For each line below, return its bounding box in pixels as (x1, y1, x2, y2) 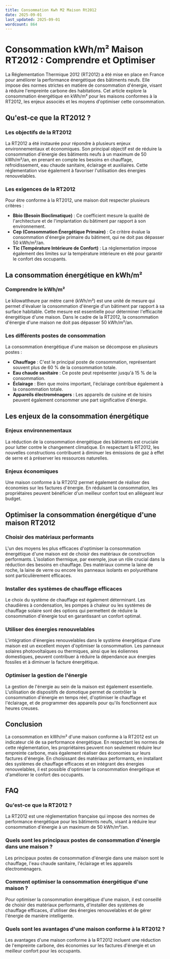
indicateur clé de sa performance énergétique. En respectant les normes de (5, 739, 164, 745)
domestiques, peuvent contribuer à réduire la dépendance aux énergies (5, 654, 156, 660)
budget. (5, 496, 22, 502)
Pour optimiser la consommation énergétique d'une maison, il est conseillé (5, 896, 162, 902)
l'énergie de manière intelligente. (5, 913, 74, 919)
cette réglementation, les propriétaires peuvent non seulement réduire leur (5, 744, 161, 751)
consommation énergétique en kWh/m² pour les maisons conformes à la (5, 93, 157, 100)
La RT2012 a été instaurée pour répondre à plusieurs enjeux (5, 140, 131, 146)
